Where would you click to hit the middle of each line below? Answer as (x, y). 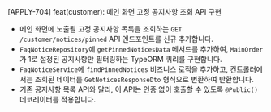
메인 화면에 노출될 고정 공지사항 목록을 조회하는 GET (101, 29)
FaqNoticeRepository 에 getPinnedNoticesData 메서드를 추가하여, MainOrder (141, 49)
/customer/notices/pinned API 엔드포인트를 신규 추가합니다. (116, 39)
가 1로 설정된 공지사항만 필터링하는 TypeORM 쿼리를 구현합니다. (120, 59)
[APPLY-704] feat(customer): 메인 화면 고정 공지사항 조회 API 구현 (115, 12)
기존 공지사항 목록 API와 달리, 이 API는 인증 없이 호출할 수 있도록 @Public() (139, 89)
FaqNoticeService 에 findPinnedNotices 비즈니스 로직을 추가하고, (124, 69)
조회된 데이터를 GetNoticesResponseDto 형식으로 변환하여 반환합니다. (144, 79)
